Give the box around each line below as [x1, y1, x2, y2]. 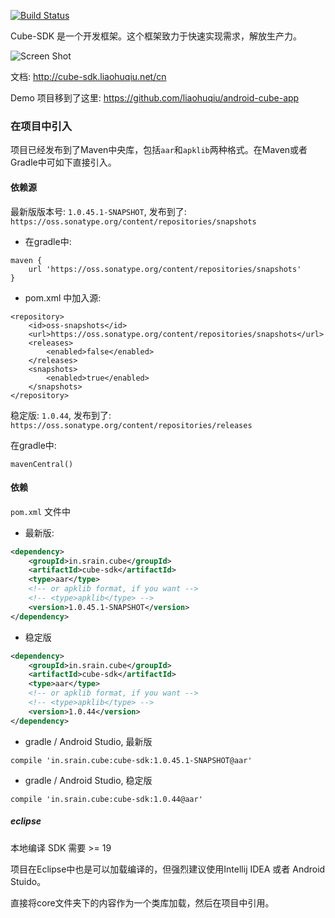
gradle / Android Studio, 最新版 [24, 735, 153, 747]
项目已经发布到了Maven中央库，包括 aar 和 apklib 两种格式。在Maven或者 [10, 144, 308, 156]
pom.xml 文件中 [10, 505, 72, 517]
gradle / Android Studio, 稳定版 [24, 774, 153, 786]
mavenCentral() [10, 459, 74, 469]
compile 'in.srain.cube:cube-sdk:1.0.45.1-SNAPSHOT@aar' [10, 755, 253, 765]
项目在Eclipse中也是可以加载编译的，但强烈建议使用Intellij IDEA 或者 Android [10, 863, 326, 875]
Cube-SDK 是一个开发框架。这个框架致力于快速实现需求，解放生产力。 [10, 30, 303, 42]
